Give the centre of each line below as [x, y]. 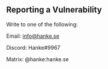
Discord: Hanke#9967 [33, 47]
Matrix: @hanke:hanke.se [37, 59]
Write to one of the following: [42, 24]
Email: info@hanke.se [33, 36]
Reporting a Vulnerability [54, 10]
